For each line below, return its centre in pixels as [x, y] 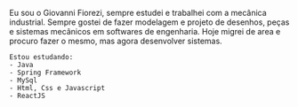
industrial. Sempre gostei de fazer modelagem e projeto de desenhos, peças [149, 22]
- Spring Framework [45, 73]
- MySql [24, 80]
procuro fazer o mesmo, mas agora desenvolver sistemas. [116, 41]
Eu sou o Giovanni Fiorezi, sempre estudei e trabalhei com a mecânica [138, 13]
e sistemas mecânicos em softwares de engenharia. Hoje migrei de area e [145, 31]
